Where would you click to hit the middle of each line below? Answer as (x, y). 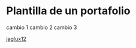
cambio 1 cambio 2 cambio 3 (42, 27)
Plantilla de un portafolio (68, 11)
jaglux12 (16, 39)
